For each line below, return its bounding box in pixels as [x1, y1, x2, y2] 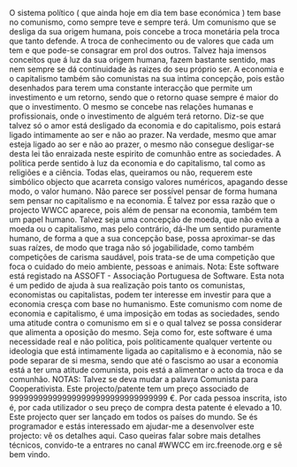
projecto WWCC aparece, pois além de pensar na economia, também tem [9, 205, 278, 215]
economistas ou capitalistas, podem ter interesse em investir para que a [9, 289, 271, 300]
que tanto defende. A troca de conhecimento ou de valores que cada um [9, 35, 274, 46]
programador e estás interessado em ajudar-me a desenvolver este [9, 421, 255, 432]
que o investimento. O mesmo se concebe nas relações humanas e [9, 102, 254, 111]
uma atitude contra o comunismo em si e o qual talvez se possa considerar [9, 318, 283, 328]
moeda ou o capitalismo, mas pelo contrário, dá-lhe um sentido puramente [9, 224, 281, 233]
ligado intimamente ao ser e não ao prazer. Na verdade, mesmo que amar [9, 130, 277, 140]
